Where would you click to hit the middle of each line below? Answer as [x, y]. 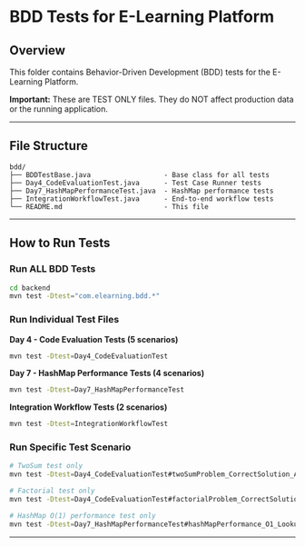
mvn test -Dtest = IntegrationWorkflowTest [89, 424]
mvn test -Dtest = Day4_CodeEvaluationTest [89, 356]
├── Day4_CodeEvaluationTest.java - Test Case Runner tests [135, 183]
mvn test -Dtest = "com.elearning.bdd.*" [85, 296]
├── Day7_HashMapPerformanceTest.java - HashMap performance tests [142, 191]
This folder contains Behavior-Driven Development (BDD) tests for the [140, 72]
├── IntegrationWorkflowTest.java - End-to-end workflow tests [142, 199]
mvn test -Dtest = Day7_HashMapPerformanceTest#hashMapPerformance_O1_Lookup [156, 524]
